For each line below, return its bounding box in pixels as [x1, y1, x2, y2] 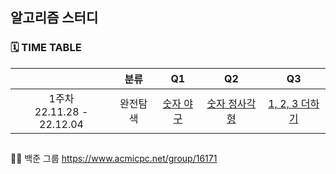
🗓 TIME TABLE [10, 41, 82, 55]
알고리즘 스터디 [10, 9, 99, 27]
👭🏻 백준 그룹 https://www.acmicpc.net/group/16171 [10, 153, 218, 165]
